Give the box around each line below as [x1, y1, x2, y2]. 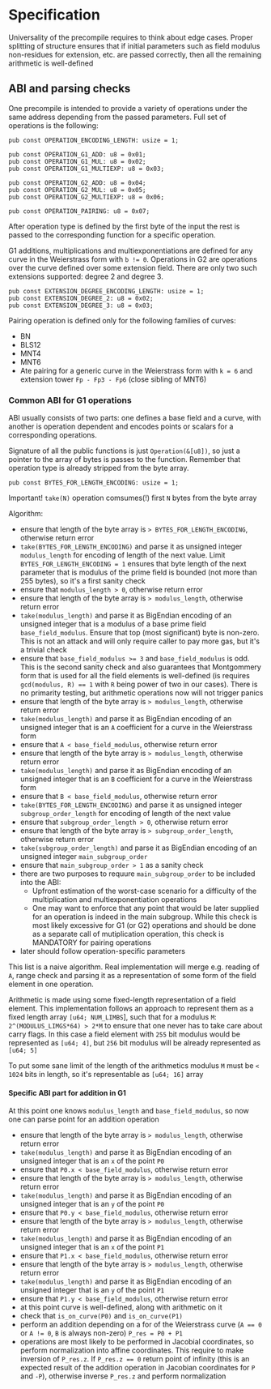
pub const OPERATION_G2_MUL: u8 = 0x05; [8, 186, 147, 194]
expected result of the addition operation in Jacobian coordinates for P [19, 1363, 256, 1373]
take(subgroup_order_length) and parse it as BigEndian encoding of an [19, 843, 257, 853]
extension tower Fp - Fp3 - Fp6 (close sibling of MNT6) [19, 374, 207, 384]
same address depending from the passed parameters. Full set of [8, 112, 227, 122]
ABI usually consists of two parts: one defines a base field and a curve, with [8, 413, 261, 423]
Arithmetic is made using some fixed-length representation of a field [8, 995, 236, 1005]
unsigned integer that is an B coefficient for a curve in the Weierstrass [19, 774, 253, 784]
